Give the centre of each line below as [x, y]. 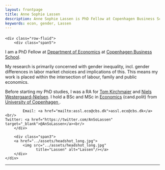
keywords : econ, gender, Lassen [38, 23]
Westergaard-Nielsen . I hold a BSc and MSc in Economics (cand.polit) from [81, 97]
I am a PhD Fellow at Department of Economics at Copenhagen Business [79, 51]
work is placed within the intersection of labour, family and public [71, 77]
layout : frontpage [24, 10]
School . [13, 57]
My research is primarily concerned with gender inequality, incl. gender [77, 66]
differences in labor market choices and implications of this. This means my [82, 72]
